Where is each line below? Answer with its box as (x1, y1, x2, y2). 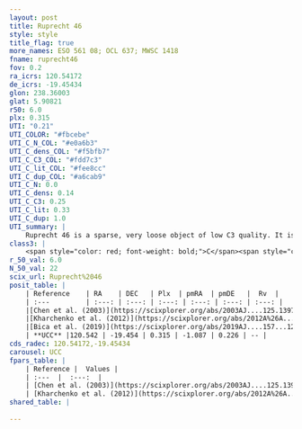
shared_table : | (9, 398, 70, 407)
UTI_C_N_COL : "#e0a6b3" (9, 139, 99, 147)
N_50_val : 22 (9, 264, 58, 273)
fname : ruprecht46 (9, 55, 78, 64)
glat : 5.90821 (9, 96, 63, 106)
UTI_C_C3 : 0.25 (9, 197, 67, 207)
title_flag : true (9, 38, 75, 48)
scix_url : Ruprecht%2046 (9, 273, 102, 282)
